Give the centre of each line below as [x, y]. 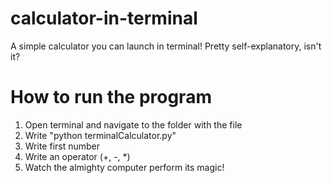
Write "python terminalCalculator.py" [100, 135]
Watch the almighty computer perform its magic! [124, 167]
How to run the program [111, 97]
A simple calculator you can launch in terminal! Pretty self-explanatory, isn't [166, 46]
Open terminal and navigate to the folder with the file [133, 124]
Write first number [62, 146]
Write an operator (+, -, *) [77, 156]
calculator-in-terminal [104, 18]
